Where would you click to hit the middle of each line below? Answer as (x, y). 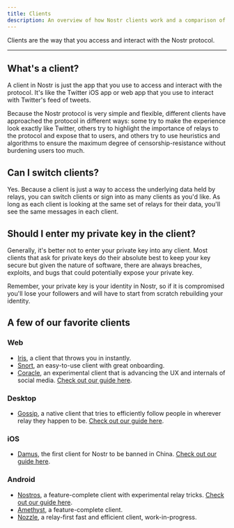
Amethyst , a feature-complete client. (70, 509)
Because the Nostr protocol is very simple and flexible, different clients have (117, 114)
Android (21, 480)
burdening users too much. (46, 151)
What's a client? (43, 68)
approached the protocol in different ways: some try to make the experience (117, 121)
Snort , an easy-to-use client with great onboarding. (91, 365)
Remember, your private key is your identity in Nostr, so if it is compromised (116, 286)
